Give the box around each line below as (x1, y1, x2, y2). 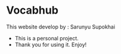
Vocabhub (6, 4, 58, 17)
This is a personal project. (14, 34, 79, 42)
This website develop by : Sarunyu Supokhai (6, 23, 115, 30)
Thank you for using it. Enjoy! (14, 41, 87, 48)
